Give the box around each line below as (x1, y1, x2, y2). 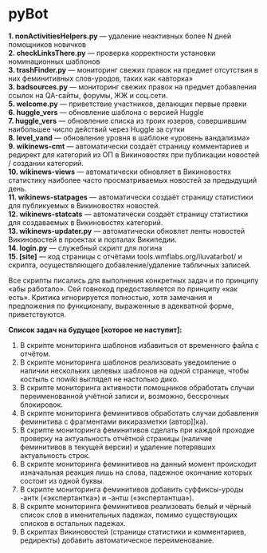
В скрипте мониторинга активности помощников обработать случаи (19, 382, 255, 392)
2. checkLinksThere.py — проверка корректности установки (8, 48, 216, 57)
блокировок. (19, 400, 64, 409)
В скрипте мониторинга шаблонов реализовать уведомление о (19, 357, 237, 367)
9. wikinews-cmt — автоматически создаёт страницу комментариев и (8, 141, 249, 151)
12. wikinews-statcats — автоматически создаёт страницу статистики (8, 209, 249, 219)
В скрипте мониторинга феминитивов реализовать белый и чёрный (19, 501, 252, 511)
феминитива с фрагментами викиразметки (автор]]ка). (19, 417, 209, 426)
